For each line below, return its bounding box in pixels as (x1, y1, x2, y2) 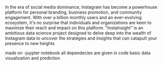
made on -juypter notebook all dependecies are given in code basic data (5, 50, 151, 56)
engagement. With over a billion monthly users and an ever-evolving (5, 15, 142, 20)
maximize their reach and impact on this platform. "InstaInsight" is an (5, 25, 144, 31)
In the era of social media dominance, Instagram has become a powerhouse (5, 4, 158, 10)
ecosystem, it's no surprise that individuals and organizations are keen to (5, 20, 152, 25)
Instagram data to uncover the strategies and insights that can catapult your (5, 35, 157, 41)
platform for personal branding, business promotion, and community (5, 9, 142, 15)
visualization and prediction (5, 55, 60, 61)
